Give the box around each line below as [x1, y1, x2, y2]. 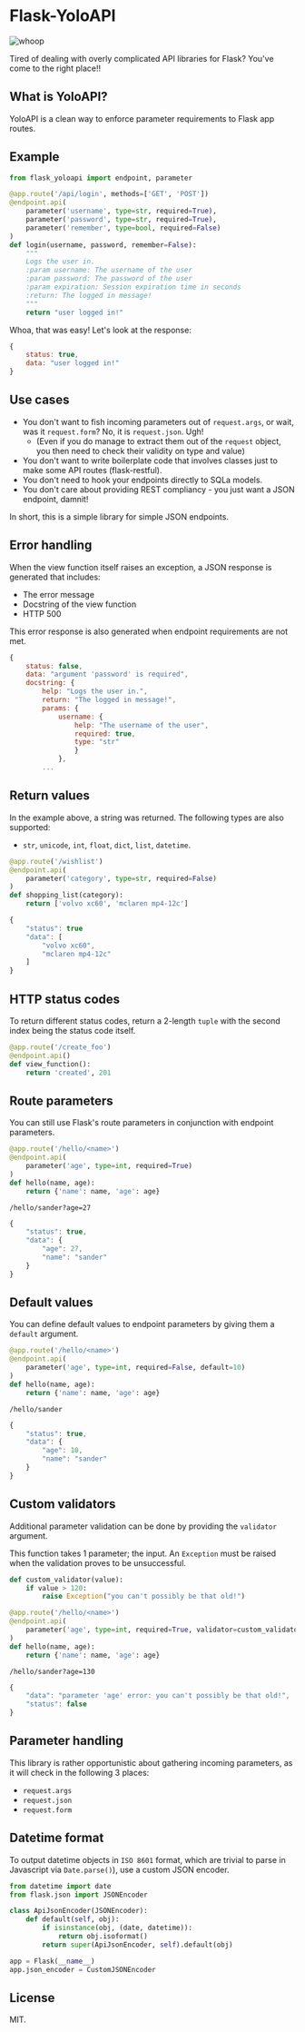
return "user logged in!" [25, 308, 124, 317]
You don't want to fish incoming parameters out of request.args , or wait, [22, 416, 295, 427]
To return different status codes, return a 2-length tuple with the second [9, 1015, 280, 1026]
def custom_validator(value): [9, 1575, 124, 1584]
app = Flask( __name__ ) [9, 1957, 95, 1966]
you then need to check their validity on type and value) [35, 445, 245, 456]
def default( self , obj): [25, 1915, 120, 1924]
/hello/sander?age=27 [9, 1203, 92, 1213]
